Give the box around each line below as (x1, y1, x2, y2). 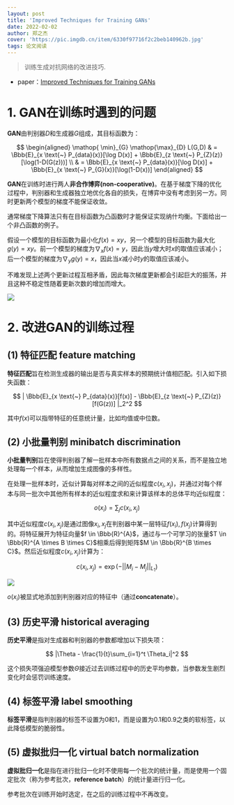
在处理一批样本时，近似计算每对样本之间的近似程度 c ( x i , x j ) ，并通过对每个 (7, 479, 217, 490)
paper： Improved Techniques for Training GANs (17, 78, 156, 86)
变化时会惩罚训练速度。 (7, 673, 75, 681)
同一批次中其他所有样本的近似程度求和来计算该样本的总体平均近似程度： (19, 490, 227, 498)
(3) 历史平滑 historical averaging (7, 616, 150, 628)
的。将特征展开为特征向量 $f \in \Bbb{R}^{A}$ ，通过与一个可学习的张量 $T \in (7, 529, 227, 538)
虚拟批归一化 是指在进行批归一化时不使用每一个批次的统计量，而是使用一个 (7, 766, 221, 774)
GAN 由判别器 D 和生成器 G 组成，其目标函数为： (7, 129, 140, 137)
